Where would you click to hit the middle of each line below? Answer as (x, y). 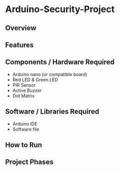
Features (19, 45)
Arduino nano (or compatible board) (50, 74)
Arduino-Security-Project (60, 9)
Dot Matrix (23, 96)
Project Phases (29, 162)
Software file (26, 129)
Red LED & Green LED (35, 80)
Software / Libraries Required (52, 112)
